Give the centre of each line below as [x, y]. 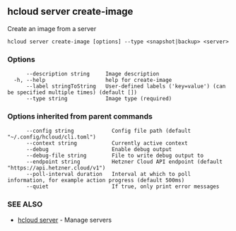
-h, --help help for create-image [93, 81]
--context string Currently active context [107, 143]
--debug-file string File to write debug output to [114, 156]
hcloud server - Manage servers [64, 220]
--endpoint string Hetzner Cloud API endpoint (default [124, 162]
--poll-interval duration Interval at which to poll [108, 174]
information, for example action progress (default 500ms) [96, 180]
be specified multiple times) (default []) [72, 93]
